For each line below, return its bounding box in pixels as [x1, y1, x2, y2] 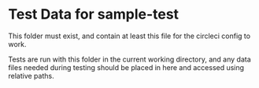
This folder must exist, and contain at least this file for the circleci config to [8, 31, 250, 40]
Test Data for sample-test [8, 5, 179, 23]
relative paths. [8, 71, 54, 80]
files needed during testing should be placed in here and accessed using [8, 62, 245, 72]
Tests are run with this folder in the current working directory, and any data [8, 55, 252, 64]
